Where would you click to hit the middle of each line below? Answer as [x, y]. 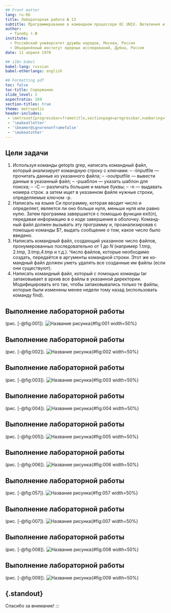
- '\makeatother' [26, 132]
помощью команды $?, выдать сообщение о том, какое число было [87, 230]
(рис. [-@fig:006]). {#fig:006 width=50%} [72, 465]
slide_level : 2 [21, 95]
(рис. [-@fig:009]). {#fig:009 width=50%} [72, 577]
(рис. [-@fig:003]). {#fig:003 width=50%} [72, 380]
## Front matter [22, 10]
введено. [22, 236]
